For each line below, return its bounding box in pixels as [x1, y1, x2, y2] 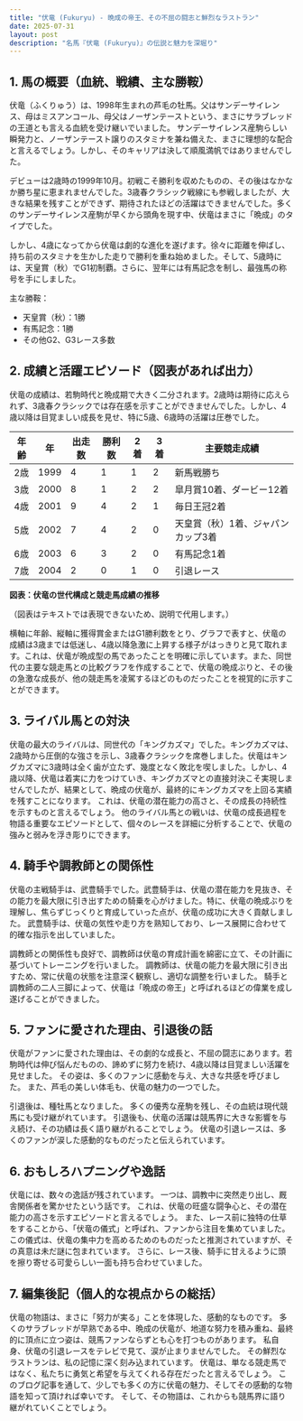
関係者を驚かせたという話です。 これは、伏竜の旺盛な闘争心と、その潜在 [16, 1201, 287, 1212]
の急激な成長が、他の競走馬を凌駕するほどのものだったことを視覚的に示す [9, 673, 286, 683]
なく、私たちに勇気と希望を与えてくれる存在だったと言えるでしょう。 [16, 1368, 277, 1379]
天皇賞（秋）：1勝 [22, 312, 86, 323]
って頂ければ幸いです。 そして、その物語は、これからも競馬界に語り [32, 1390, 287, 1401]
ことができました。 [32, 993, 105, 1004]
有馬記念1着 [174, 547, 226, 560]
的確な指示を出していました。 [9, 929, 120, 940]
